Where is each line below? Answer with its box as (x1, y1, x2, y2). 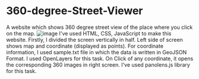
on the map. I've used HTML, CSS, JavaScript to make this (6, 29, 172, 37)
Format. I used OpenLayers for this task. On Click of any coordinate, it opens (6, 55, 194, 62)
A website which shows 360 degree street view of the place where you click (6, 24, 193, 31)
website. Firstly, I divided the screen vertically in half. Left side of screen (6, 36, 183, 43)
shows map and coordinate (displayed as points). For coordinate (6, 42, 164, 50)
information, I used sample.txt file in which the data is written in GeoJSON (6, 48, 187, 55)
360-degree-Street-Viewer (6, 4, 144, 18)
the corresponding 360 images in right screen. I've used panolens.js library (6, 61, 190, 68)
